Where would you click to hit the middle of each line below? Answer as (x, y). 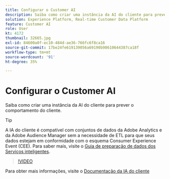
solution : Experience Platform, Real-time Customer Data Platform (77, 19)
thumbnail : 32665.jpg (28, 38)
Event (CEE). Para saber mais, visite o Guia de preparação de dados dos (80, 146)
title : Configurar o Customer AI (40, 10)
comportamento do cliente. (33, 110)
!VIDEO (25, 161)
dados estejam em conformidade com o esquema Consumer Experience (81, 141)
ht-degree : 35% (21, 62)
